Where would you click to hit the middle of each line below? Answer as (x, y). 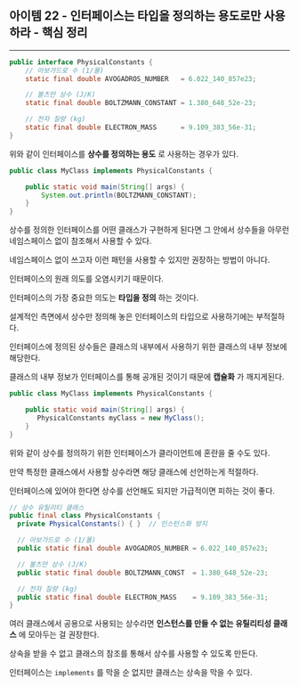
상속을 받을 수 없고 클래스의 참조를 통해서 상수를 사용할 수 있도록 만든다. (133, 654)
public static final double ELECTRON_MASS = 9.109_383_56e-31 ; (143, 597)
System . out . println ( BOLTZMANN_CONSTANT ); (119, 195)
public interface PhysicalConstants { (81, 62)
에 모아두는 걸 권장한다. (59, 634)
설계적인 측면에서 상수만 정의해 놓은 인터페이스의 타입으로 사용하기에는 (132, 317)
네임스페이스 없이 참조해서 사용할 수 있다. (81, 241)
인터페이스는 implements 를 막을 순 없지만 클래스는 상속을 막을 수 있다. (131, 673)
